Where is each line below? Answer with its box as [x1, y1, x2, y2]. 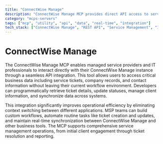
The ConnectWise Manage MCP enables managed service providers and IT [5, 62, 156, 68]
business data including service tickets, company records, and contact [5, 78, 147, 83]
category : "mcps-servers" [5, 16, 57, 21]
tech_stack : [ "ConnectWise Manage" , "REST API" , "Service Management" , [5, 25, 153, 30]
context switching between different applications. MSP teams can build [5, 108, 147, 113]
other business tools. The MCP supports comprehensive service [5, 123, 134, 129]
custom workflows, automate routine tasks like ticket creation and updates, [5, 112, 155, 119]
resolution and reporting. [5, 133, 55, 139]
